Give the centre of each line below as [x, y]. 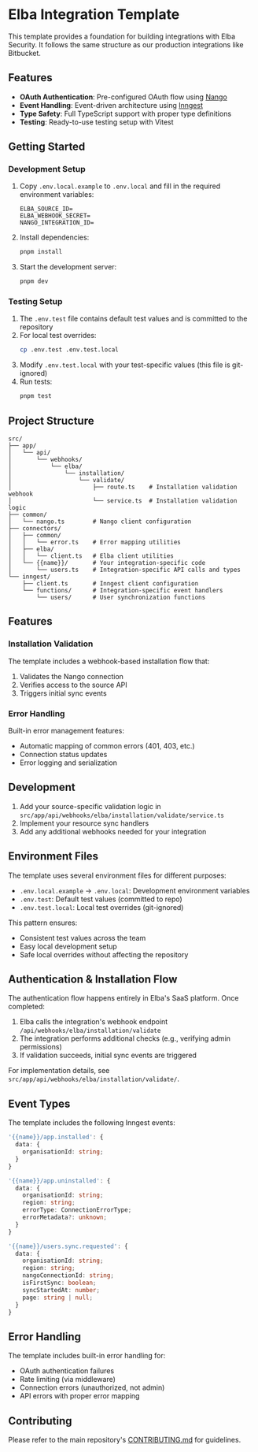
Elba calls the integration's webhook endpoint [94, 1022]
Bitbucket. [25, 53]
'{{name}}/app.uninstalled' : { [59, 1181]
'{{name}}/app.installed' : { [56, 1137]
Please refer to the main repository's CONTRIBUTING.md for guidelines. [125, 1440]
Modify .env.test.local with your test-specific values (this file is [125, 365]
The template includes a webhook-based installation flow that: [109, 661]
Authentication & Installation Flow [93, 980]
